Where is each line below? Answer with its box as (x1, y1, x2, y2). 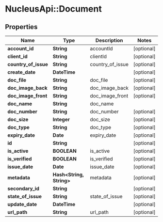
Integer (52, 116, 70, 123)
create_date (7, 69, 35, 76)
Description (95, 37, 123, 44)
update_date (7, 201, 37, 207)
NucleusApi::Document (5, 3, 102, 15)
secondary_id (7, 185, 40, 192)
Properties (5, 23, 38, 31)
